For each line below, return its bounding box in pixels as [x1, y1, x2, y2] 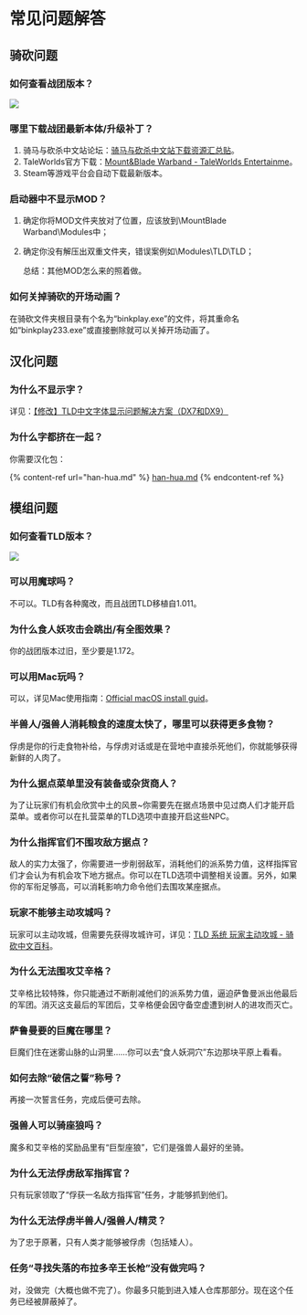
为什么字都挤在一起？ [9, 431, 103, 444]
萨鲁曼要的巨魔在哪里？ [9, 1024, 112, 1036]
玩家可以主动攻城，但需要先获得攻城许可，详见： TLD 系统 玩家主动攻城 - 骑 [9, 929, 294, 940]
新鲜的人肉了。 [9, 752, 66, 763]
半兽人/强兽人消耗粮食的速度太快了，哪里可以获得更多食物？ [9, 718, 276, 731]
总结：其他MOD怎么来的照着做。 [22, 266, 147, 277]
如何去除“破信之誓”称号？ [9, 1072, 123, 1085]
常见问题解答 [9, 8, 107, 29]
